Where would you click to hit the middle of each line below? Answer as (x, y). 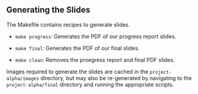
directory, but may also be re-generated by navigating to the (116, 78)
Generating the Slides (48, 10)
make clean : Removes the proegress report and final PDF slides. (95, 59)
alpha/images (23, 78)
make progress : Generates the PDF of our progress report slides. (96, 36)
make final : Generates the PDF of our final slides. (77, 48)
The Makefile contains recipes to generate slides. (68, 24)
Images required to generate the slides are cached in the (77, 72)
